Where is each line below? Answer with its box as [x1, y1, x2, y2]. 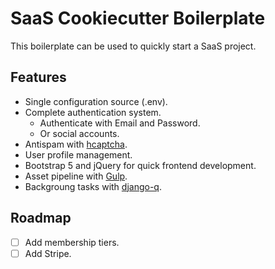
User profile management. [24, 148, 133, 161]
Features [10, 69, 67, 86]
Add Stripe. [24, 247, 72, 259]
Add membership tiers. [24, 236, 120, 248]
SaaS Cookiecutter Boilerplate [10, 7, 266, 30]
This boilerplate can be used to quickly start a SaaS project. [10, 40, 257, 52]
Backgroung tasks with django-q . [24, 180, 162, 192]
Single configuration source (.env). [24, 95, 168, 107]
